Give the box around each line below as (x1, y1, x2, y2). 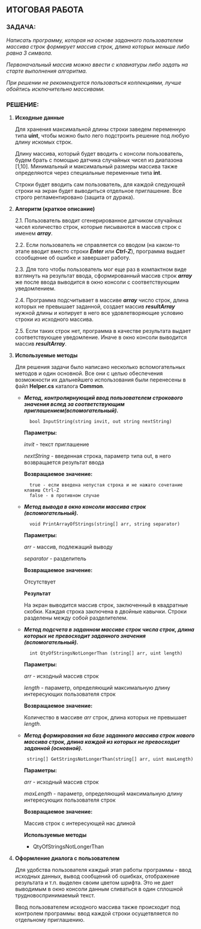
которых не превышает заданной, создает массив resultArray (14, 303, 175, 310)
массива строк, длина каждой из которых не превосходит (23, 738, 180, 745)
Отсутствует (23, 578, 56, 585)
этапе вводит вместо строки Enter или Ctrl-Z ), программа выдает (14, 248, 185, 255)
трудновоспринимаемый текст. (14, 892, 95, 899)
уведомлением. (14, 285, 56, 292)
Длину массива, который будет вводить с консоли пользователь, (14, 150, 184, 157)
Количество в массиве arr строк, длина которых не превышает (23, 713, 187, 720)
